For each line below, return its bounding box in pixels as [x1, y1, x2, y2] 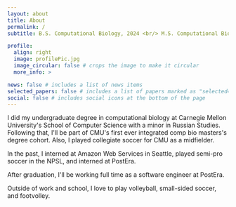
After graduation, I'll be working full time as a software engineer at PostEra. [7, 171, 225, 179]
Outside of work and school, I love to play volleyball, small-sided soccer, [7, 184, 216, 193]
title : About [7, 17, 46, 24]
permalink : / [7, 23, 46, 30]
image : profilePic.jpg [13, 55, 80, 63]
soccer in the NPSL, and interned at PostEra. [7, 157, 136, 166]
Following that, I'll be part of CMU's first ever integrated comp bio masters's [7, 128, 227, 137]
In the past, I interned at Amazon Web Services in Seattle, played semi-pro [7, 149, 223, 158]
